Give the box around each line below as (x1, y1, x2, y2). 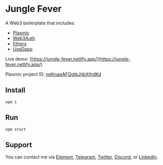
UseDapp (12, 46, 33, 52)
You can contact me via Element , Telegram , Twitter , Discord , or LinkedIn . (5, 154, 158, 160)
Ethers (12, 40, 27, 46)
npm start (5, 127, 27, 132)
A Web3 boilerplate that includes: (5, 20, 76, 26)
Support (5, 141, 32, 149)
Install (5, 86, 26, 95)
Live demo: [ (5, 56, 32, 62)
